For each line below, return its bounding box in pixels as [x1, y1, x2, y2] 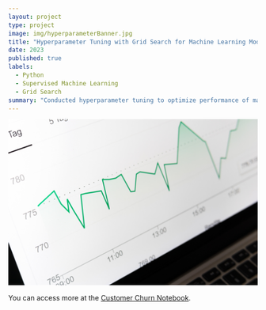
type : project [8, 21, 55, 29]
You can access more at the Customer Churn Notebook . [8, 293, 192, 303]
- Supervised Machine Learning [15, 79, 119, 87]
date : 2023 [8, 46, 44, 55]
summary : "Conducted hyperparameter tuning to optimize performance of [8, 96, 249, 104]
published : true [8, 55, 62, 62]
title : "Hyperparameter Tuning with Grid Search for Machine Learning [8, 38, 246, 46]
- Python [15, 71, 44, 79]
